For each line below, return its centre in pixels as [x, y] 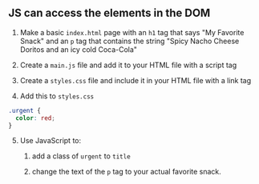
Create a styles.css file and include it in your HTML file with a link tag [136, 80]
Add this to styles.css [57, 96]
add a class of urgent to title [81, 156]
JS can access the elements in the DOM [109, 13]
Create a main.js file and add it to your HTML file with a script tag [128, 65]
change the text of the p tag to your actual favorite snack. [127, 172]
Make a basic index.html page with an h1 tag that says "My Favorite [132, 32]
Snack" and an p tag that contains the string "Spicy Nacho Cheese [129, 41]
